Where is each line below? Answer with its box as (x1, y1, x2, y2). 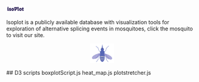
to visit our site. (6, 32, 45, 39)
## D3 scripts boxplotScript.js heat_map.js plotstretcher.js (6, 69, 152, 76)
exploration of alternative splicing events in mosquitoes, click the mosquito (6, 25, 193, 32)
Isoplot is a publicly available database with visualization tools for (6, 19, 170, 26)
